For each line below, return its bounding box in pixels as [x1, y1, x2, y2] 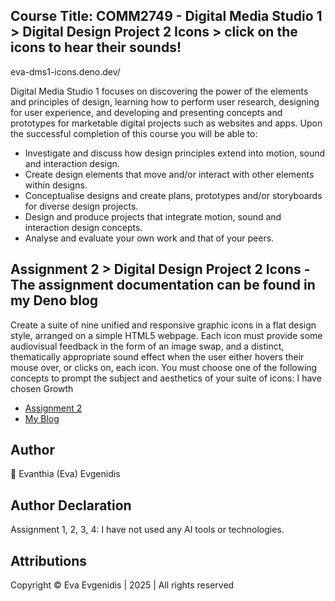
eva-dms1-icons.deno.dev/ [10, 65, 121, 78]
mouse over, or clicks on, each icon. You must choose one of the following [10, 361, 318, 373]
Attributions [10, 552, 88, 569]
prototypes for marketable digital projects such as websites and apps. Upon [10, 117, 323, 129]
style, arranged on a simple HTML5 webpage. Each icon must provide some [10, 329, 323, 341]
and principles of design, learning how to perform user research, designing [10, 95, 320, 108]
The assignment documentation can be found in [10, 277, 316, 294]
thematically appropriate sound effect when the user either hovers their [10, 350, 305, 363]
